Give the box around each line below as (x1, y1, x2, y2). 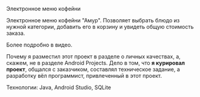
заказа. (6, 30, 25, 37)
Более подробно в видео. (6, 42, 73, 48)
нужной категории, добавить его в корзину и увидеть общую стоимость (6, 23, 194, 30)
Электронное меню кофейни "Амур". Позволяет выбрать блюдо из (6, 17, 180, 23)
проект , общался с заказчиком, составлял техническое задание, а (6, 66, 181, 73)
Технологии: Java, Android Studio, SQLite (6, 84, 112, 91)
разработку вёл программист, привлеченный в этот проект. (6, 72, 162, 79)
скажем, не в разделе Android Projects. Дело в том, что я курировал (6, 60, 185, 66)
